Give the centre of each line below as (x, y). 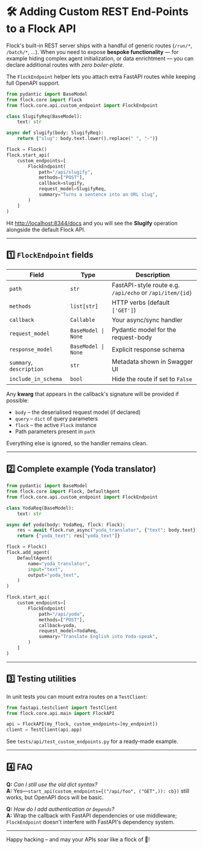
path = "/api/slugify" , (66, 172)
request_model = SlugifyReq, (72, 189)
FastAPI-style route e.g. (146, 285)
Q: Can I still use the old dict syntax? (52, 784)
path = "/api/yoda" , (62, 614)
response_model (31, 350)
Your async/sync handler (147, 320)
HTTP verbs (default (141, 302)
